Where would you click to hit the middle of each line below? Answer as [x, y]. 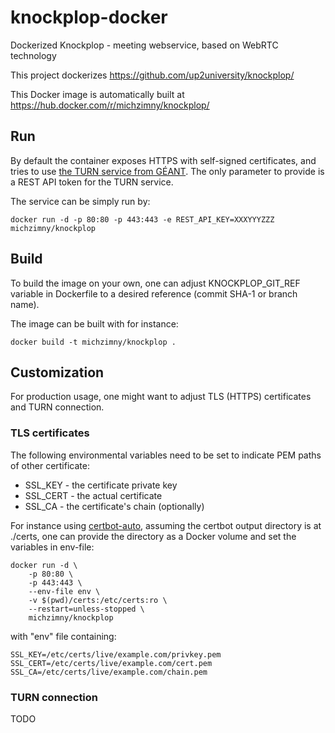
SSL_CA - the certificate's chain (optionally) [114, 506]
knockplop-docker [89, 17]
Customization [57, 372]
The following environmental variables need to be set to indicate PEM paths [166, 455]
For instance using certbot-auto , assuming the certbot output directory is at [166, 525]
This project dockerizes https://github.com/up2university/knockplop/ [152, 75]
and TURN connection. [57, 407]
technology [33, 55]
